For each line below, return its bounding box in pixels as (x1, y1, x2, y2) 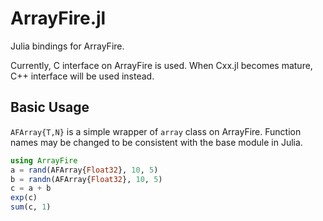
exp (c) (10, 193, 38, 203)
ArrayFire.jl (10, 7, 107, 30)
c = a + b (10, 183, 52, 194)
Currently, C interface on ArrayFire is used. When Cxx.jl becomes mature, (10, 59, 313, 71)
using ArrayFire (10, 155, 78, 166)
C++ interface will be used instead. (10, 70, 155, 82)
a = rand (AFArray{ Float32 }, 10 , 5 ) (10, 165, 159, 175)
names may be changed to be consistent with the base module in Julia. (10, 136, 303, 148)
